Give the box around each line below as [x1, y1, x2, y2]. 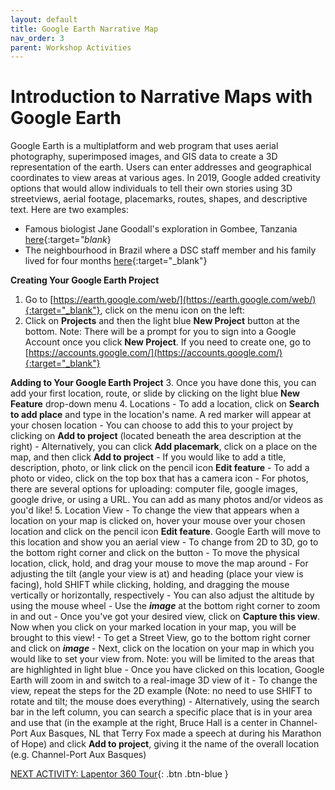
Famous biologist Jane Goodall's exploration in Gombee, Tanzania [24, 223, 298, 235]
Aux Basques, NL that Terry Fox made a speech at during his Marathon [29, 727, 322, 740]
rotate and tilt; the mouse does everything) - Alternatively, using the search [10, 696, 320, 708]
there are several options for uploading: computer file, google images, [10, 483, 298, 495]
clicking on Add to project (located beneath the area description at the [10, 430, 302, 442]
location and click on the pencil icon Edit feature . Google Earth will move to [10, 526, 321, 538]
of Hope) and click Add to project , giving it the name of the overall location [10, 738, 320, 750]
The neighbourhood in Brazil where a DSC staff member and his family [24, 244, 317, 256]
